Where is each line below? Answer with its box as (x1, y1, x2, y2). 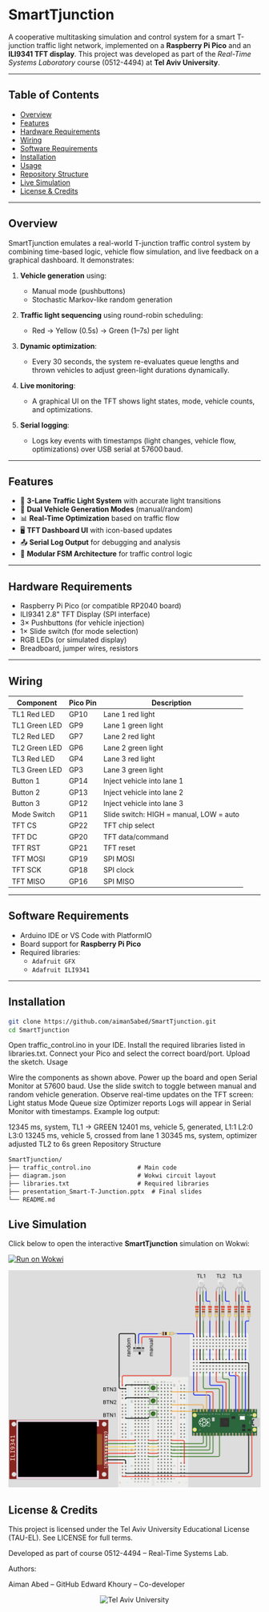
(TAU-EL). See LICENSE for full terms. (8, 1533, 134, 1542)
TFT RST (11, 843, 42, 852)
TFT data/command (103, 832, 169, 841)
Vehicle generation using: (19, 271, 106, 280)
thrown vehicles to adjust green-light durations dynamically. (31, 365, 230, 375)
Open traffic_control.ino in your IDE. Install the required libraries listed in (8, 1041, 246, 1050)
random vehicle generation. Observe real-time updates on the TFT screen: (8, 1090, 254, 1100)
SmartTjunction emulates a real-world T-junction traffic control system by (8, 238, 251, 247)
